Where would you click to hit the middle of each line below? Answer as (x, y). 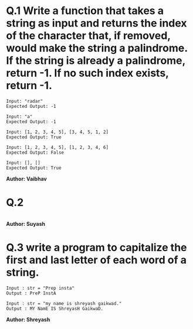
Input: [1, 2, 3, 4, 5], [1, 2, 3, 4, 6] (57, 147)
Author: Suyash (26, 223)
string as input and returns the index (97, 23)
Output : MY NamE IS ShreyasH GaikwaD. (55, 308)
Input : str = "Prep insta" (40, 288)
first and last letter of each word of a (96, 260)
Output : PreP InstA (31, 293)
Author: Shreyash (28, 319)
